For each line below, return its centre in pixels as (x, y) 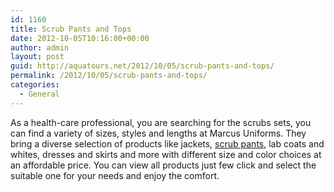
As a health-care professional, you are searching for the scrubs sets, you (161, 122)
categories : (35, 85)
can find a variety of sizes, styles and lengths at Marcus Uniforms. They (158, 133)
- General (39, 94)
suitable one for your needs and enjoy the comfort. (115, 175)
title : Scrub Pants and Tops (71, 29)
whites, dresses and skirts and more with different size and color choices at (166, 154)
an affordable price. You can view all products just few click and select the (163, 165)
